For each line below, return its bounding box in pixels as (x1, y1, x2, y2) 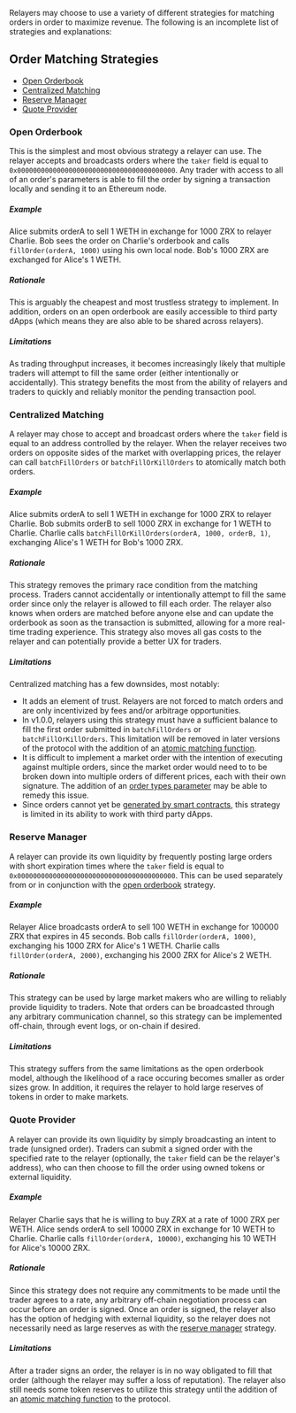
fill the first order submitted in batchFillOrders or (21, 724, 201, 735)
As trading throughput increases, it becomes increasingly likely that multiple (9, 359, 285, 369)
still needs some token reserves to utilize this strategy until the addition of (9, 1384, 278, 1394)
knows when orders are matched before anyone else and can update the (9, 608, 274, 619)
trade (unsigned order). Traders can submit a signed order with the (9, 1143, 254, 1154)
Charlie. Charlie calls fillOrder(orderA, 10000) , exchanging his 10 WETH (9, 1232, 277, 1243)
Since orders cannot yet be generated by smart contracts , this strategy (21, 799, 281, 810)
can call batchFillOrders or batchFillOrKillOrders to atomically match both (9, 457, 286, 467)
